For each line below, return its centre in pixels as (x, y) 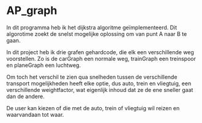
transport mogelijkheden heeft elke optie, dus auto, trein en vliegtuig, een (99, 83)
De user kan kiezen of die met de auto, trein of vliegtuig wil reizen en (93, 108)
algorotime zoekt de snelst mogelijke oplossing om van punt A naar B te (97, 33)
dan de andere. (25, 96)
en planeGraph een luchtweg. (44, 65)
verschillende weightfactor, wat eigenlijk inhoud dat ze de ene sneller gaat (100, 90)
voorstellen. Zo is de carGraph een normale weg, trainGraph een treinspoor (101, 58)
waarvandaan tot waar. (35, 114)
